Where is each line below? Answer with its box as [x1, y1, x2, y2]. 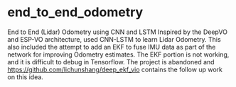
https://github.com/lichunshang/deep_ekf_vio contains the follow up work [7, 65, 222, 74]
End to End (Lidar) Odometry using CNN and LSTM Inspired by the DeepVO [7, 28, 227, 36]
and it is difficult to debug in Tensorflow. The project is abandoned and [7, 57, 215, 66]
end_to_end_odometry [7, 4, 144, 21]
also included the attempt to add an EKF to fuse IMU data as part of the [7, 42, 216, 51]
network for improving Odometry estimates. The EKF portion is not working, [7, 50, 230, 59]
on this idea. [7, 72, 44, 81]
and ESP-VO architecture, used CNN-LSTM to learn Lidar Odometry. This [7, 35, 222, 43]
